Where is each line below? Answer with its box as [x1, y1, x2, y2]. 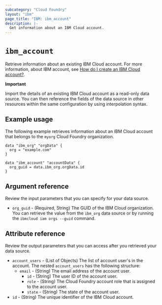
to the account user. [27, 283, 68, 289]
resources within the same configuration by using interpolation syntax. [5, 101, 148, 107]
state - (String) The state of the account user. [27, 289, 120, 295]
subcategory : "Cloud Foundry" [5, 7, 67, 12]
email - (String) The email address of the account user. [19, 268, 131, 274]
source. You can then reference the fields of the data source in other [5, 96, 144, 102]
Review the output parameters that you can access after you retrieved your [5, 243, 157, 248]
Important [5, 81, 26, 87]
